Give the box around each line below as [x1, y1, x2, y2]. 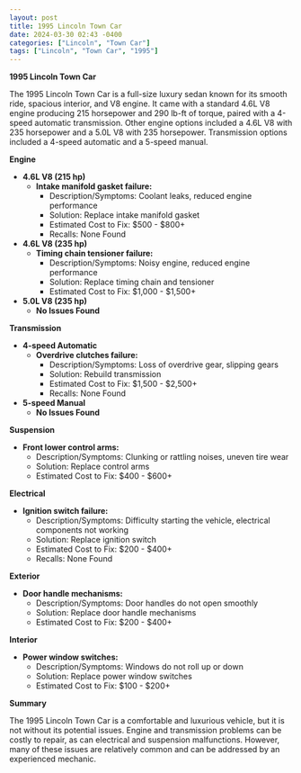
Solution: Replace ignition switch [35, 535, 157, 545]
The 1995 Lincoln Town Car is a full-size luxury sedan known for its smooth [9, 89, 288, 100]
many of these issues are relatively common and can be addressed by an [9, 744, 280, 755]
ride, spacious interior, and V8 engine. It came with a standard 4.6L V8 [9, 98, 270, 109]
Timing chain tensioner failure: [35, 248, 154, 259]
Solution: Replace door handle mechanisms [35, 607, 197, 618]
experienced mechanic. [9, 753, 97, 765]
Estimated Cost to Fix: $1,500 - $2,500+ [49, 379, 198, 390]
